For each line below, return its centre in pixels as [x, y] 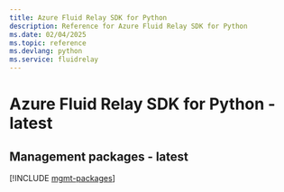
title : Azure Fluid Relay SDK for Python [88, 18]
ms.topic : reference [48, 43]
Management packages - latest [99, 156]
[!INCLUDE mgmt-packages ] [62, 178]
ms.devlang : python [46, 51]
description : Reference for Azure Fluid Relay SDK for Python [128, 26]
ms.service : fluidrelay [54, 59]
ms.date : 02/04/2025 [48, 34]
